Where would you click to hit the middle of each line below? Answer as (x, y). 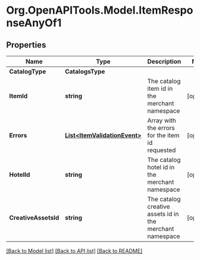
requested (162, 150)
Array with (162, 121)
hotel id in (161, 167)
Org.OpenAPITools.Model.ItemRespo (100, 10)
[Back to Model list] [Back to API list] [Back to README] (74, 251)
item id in (160, 88)
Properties (26, 45)
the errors (161, 128)
